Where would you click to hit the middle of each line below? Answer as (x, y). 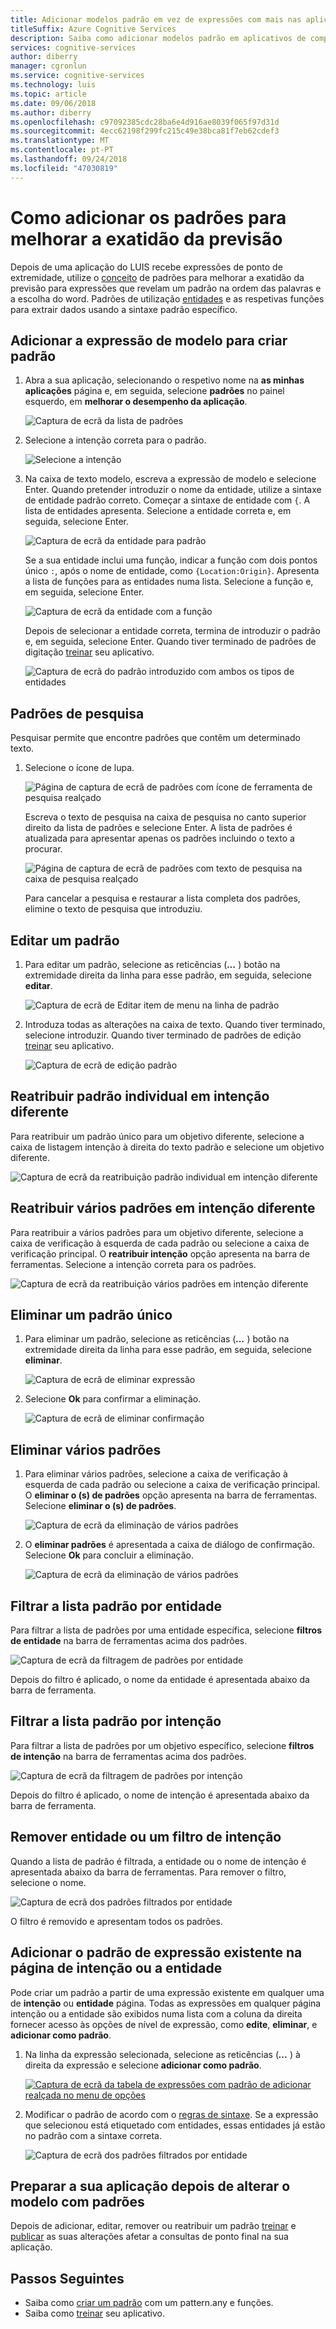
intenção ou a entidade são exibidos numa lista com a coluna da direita (156, 2013)
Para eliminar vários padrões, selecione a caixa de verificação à (156, 1474)
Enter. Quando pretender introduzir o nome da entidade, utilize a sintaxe (173, 490)
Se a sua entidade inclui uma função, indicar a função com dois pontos (171, 560)
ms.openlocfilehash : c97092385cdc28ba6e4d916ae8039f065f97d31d (145, 122)
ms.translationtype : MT (60, 141)
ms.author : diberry (51, 112)
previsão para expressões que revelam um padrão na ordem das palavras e (166, 288)
